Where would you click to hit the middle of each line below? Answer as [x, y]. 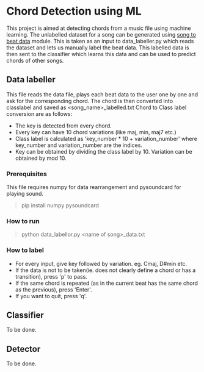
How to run [23, 221]
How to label [25, 250]
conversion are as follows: [39, 113]
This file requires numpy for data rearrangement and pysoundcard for [94, 187]
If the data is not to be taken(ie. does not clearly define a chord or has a [105, 270]
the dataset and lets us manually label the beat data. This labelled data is [98, 48]
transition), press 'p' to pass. [51, 276]
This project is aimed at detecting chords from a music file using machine [99, 28]
